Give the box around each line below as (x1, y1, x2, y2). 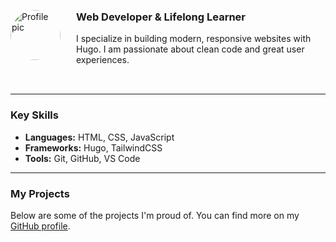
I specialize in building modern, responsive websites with (76, 33, 312, 45)
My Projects (10, 186, 70, 200)
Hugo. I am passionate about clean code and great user (76, 43, 305, 55)
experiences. (76, 54, 130, 66)
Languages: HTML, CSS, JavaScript (24, 131, 175, 143)
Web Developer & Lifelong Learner (76, 10, 247, 24)
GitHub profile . (10, 220, 71, 232)
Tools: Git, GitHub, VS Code (24, 152, 141, 164)
